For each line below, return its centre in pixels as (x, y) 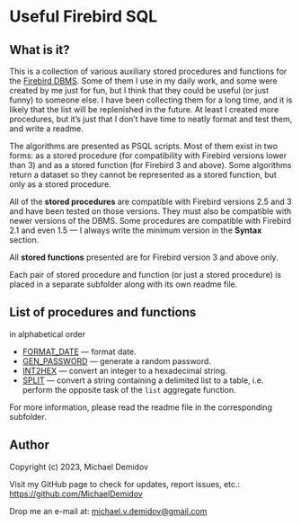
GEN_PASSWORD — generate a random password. (116, 360)
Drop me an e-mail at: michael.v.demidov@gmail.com (108, 511)
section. (24, 240)
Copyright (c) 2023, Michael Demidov (79, 467)
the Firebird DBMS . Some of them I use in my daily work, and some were (143, 81)
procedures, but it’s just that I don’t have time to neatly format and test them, (151, 119)
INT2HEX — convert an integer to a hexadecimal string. (124, 370)
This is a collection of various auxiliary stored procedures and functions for (148, 71)
